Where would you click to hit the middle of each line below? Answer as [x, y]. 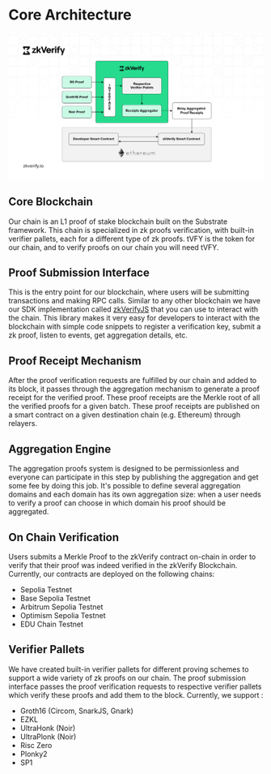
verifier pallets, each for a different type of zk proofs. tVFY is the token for [132, 239]
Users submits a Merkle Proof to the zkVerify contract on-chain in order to [132, 557]
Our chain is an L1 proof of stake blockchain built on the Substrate [118, 221]
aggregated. [29, 512]
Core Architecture [70, 15]
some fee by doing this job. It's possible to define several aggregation [125, 486]
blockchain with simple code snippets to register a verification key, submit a [135, 327]
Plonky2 [34, 754]
